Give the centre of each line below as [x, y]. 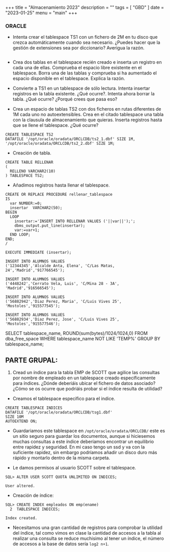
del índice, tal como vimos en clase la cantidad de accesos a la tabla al [87, 533]
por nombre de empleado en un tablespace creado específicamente [84, 378]
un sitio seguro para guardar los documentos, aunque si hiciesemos [84, 436]
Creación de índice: [33, 495]
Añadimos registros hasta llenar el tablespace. [61, 185]
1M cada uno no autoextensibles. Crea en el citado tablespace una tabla [88, 115]
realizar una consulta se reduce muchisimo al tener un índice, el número [88, 538]
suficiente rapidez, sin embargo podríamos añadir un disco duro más [85, 453]
